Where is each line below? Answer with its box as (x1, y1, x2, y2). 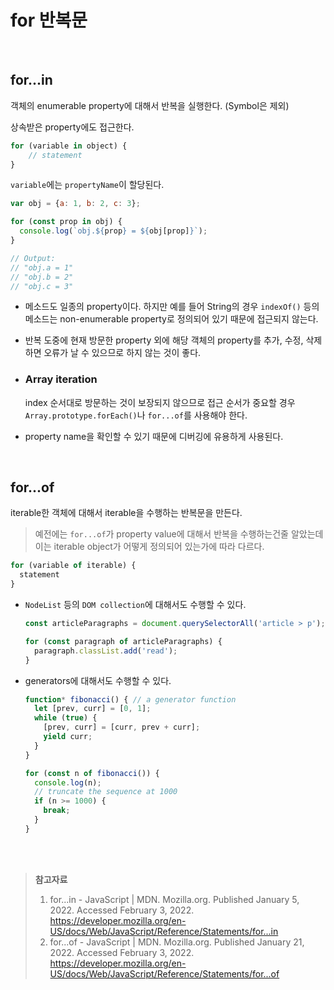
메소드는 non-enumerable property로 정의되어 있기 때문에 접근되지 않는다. (24, 313, 319, 325)
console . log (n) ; (34, 777, 102, 788)
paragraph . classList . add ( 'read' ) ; (34, 646, 178, 656)
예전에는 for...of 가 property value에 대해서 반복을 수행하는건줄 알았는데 (34, 528, 324, 540)
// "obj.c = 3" (10, 281, 74, 291)
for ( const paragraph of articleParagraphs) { (24, 636, 223, 646)
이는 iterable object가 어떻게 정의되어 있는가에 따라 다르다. (34, 541, 265, 553)
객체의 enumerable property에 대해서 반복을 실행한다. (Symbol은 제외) (10, 99, 290, 111)
